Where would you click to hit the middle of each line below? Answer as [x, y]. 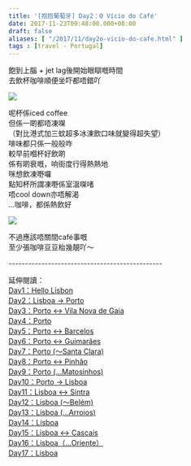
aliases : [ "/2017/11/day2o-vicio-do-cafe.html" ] [96, 39]
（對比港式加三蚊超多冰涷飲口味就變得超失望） [87, 133]
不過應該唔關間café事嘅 [48, 237]
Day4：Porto [30, 321]
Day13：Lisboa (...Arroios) [52, 412]
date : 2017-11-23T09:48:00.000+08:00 [72, 24]
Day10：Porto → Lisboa [48, 382]
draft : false [30, 31]
